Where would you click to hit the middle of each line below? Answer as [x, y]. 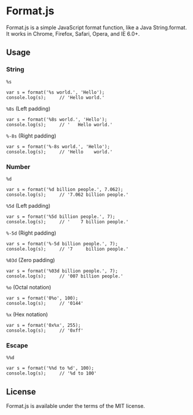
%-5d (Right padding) [31, 233]
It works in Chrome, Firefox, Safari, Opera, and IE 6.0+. [73, 33]
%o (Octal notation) [29, 287]
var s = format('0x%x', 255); [44, 325]
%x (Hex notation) [27, 314]
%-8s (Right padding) [31, 136]
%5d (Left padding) [28, 205]
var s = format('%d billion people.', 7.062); [65, 189]
